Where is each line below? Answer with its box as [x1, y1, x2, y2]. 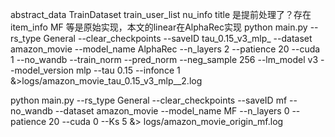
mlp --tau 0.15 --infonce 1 [75, 64, 181, 76]
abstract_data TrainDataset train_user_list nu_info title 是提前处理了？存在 [10, 9, 312, 20]
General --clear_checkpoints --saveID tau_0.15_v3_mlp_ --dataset [43, 33, 313, 44]
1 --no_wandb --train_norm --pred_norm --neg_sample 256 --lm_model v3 [10, 54, 319, 65]
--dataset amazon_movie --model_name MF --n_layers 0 [54, 105, 290, 117]
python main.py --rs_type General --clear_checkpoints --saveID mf [10, 94, 288, 106]
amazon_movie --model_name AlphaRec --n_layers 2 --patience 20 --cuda [10, 43, 321, 55]
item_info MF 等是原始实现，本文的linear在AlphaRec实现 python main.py [10, 21, 308, 33]
